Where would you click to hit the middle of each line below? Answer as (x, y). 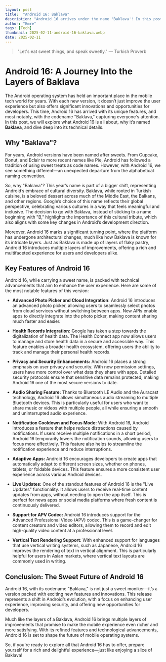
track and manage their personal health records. (62, 352)
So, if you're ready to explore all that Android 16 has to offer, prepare (75, 645)
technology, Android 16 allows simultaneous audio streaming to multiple (85, 398)
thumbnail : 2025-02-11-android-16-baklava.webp (55, 33)
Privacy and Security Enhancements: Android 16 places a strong (79, 361)
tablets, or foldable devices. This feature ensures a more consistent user (86, 469)
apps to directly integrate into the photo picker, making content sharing (84, 316)
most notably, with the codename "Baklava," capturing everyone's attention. (83, 116)
